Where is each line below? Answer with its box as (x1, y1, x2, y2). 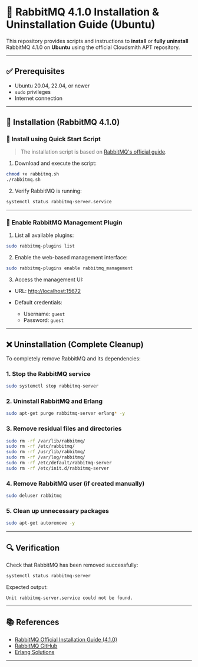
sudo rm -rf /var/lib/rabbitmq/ (6, 438, 85, 444)
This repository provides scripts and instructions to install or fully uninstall (6, 37, 189, 44)
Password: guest (23, 317, 64, 324)
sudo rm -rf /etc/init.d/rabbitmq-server (6, 465, 110, 471)
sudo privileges (14, 88, 51, 95)
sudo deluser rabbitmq (6, 493, 62, 499)
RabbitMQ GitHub (14, 642, 58, 649)
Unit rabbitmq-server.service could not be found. (6, 595, 133, 601)
